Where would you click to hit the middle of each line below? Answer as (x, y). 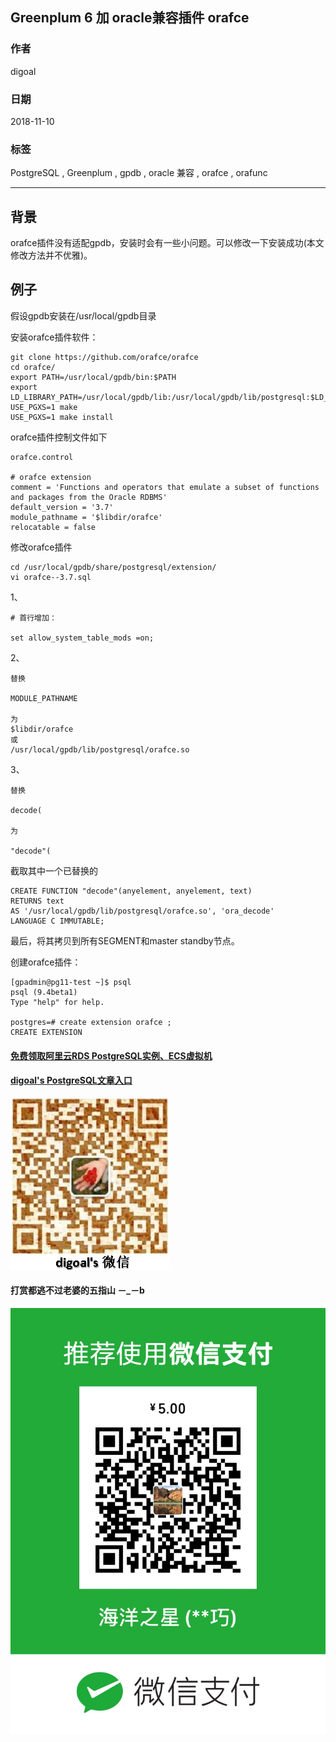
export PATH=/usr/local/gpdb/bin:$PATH (93, 377)
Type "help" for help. (57, 1002)
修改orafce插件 (41, 547)
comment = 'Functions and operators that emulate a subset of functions (165, 487)
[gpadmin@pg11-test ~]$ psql (71, 982)
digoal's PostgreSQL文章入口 (71, 1080)
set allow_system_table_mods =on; (82, 638)
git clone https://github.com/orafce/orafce (104, 357)
